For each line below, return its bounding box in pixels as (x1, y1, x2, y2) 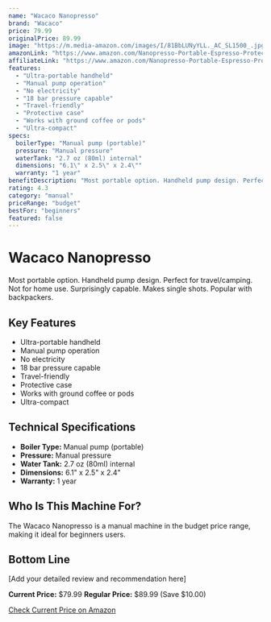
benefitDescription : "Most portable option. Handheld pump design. (8, 176, 240, 185)
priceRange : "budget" (8, 199, 81, 207)
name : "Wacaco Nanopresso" (8, 11, 99, 20)
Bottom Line (8, 553, 70, 566)
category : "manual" (8, 191, 74, 200)
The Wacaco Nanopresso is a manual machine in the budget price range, (8, 520, 252, 530)
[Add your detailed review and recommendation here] (8, 574, 187, 584)
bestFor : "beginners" (8, 206, 81, 214)
